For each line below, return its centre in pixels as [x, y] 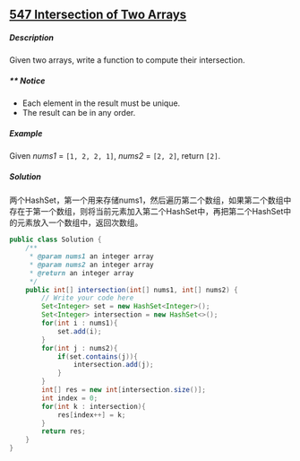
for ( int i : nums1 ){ [80, 323]
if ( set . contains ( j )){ [98, 357]
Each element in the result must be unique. [101, 103]
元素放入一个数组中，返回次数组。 [80, 222]
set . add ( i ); [79, 331]
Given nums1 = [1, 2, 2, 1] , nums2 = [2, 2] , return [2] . [115, 156]
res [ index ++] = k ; [91, 415]
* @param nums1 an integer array [91, 257]
